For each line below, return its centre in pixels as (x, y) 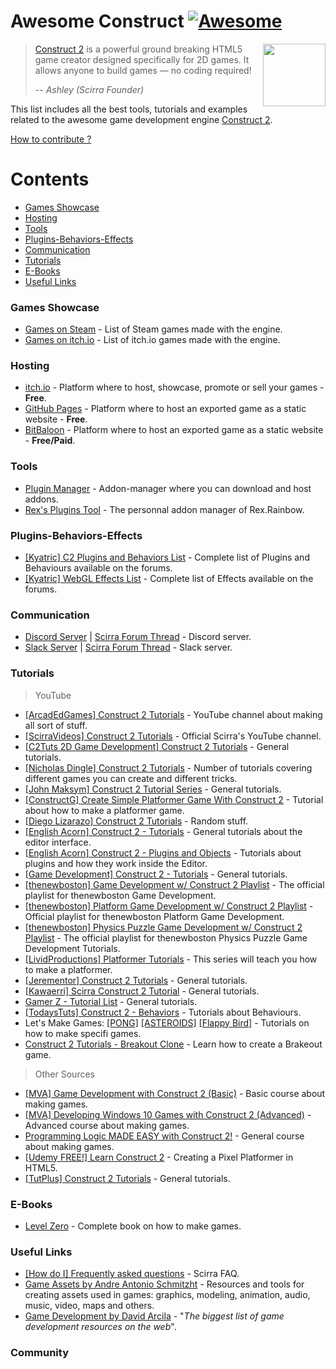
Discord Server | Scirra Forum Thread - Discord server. (138, 637)
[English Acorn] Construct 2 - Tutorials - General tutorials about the (163, 831)
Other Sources (64, 1074)
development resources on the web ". (100, 1327)
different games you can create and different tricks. (131, 778)
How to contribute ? (51, 139)
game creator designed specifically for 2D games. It (142, 59)
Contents (50, 179)
